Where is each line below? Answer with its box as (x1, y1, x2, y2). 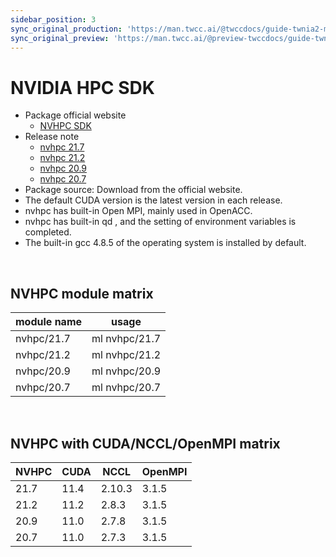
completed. (24, 226, 72, 238)
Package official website (24, 109, 127, 121)
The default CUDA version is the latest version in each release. (24, 194, 283, 206)
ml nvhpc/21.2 (91, 348, 162, 362)
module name (15, 315, 83, 329)
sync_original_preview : (10, 33, 110, 43)
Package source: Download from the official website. (24, 184, 243, 196)
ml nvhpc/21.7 (91, 332, 162, 346)
